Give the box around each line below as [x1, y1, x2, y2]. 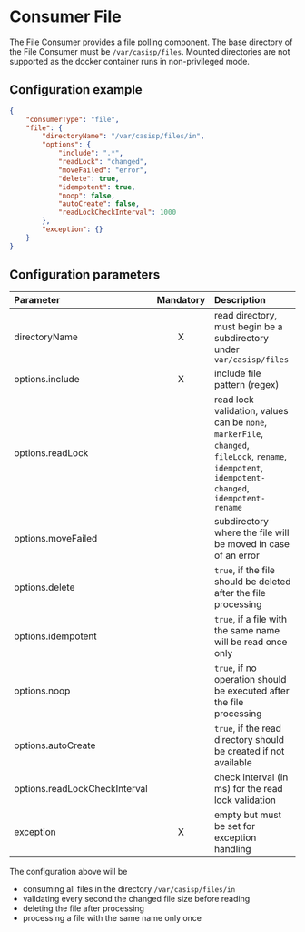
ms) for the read [213, 783, 283, 795]
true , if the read [213, 722, 281, 734]
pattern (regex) [213, 379, 280, 391]
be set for [213, 820, 256, 833]
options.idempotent [14, 630, 97, 643]
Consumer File [9, 6, 122, 27]
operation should [213, 674, 287, 686]
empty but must [213, 808, 281, 821]
